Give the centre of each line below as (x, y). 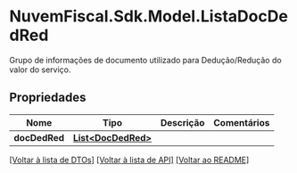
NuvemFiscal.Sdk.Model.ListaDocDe (148, 16)
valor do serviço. (40, 70)
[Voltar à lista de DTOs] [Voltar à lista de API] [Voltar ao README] (129, 160)
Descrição (182, 122)
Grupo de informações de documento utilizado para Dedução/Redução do (146, 60)
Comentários (242, 122)
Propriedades (48, 98)
